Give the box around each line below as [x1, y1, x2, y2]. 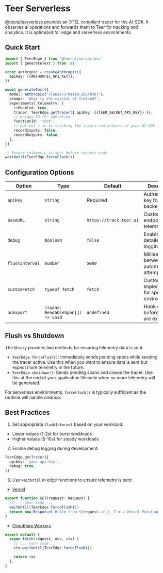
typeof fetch [44, 287, 75, 292]
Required [86, 197, 108, 204]
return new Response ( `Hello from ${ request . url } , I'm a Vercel [9, 509, 140, 514]
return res [14, 555, 36, 559]
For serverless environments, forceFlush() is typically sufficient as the [5, 389, 147, 395]
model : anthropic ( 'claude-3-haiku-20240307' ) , [9, 92, 105, 97]
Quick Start [5, 43, 40, 51]
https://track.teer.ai [86, 218, 139, 223]
